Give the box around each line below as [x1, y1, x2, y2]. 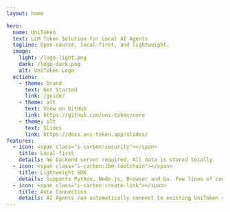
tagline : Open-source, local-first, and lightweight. [12, 42, 170, 49]
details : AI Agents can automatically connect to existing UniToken [19, 195, 219, 202]
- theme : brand [19, 80, 62, 86]
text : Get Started [24, 86, 78, 93]
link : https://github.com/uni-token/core [24, 112, 146, 119]
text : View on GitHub [24, 106, 87, 113]
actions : [12, 73, 38, 80]
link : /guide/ [24, 93, 66, 99]
